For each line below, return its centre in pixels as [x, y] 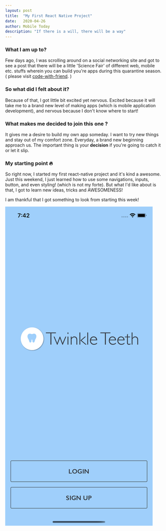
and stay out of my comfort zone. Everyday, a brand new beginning [74, 140]
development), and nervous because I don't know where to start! [72, 111]
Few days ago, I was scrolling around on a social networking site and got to [82, 60]
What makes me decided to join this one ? [57, 124]
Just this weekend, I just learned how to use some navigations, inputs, [77, 179]
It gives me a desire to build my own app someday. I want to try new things [82, 135]
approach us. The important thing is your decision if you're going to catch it [83, 145]
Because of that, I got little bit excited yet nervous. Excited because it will [80, 100]
